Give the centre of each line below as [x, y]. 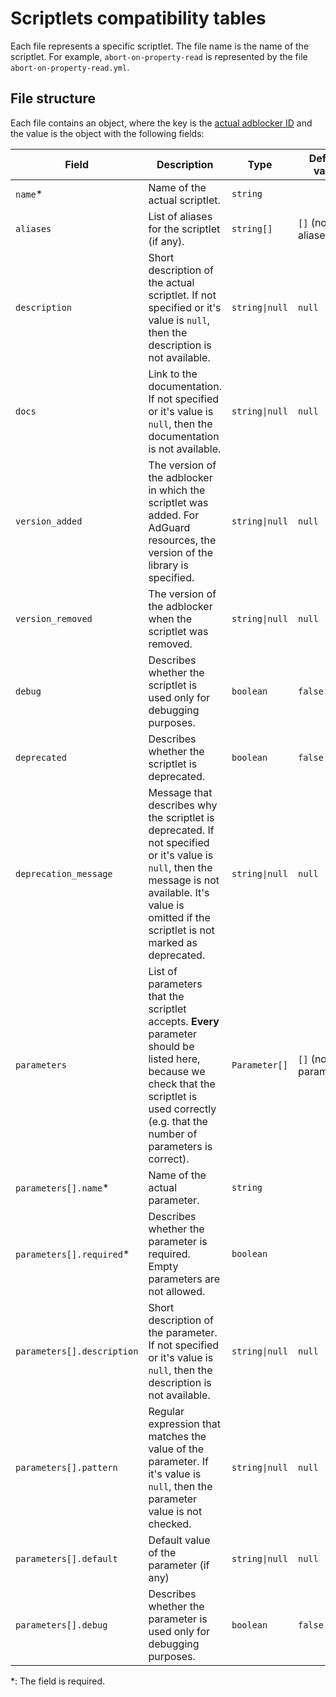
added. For [174, 515]
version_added [49, 521]
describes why [183, 805]
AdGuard [169, 527]
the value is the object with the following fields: [107, 133]
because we [177, 1071]
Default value [179, 1540]
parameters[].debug [61, 1625]
